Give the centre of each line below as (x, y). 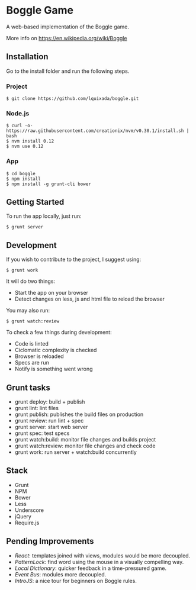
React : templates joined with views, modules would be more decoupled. (102, 555)
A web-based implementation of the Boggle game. (68, 27)
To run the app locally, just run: (44, 216)
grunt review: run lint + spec (49, 421)
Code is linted (32, 344)
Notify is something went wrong (54, 369)
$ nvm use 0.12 (25, 146)
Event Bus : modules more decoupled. (60, 574)
